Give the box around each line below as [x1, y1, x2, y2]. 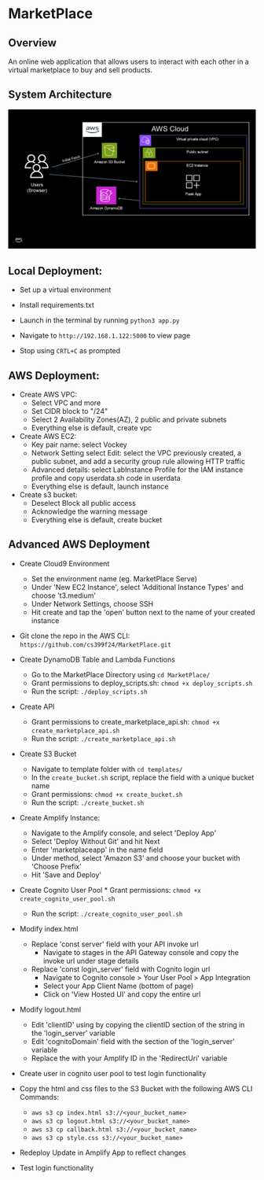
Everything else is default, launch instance [31, 481, 169, 491]
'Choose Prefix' [31, 861, 82, 871]
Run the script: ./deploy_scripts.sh [31, 686, 148, 696]
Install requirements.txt [19, 301, 94, 310]
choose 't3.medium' [31, 591, 97, 600]
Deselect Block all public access [31, 498, 136, 507]
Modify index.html [19, 924, 79, 933]
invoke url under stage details [42, 956, 139, 965]
